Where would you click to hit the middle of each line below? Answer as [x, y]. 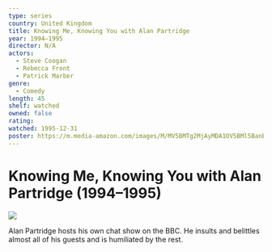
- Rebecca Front [43, 69]
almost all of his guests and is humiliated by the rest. [96, 239]
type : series [30, 16]
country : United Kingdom [50, 23]
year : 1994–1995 [36, 38]
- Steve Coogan [41, 61]
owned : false [30, 114]
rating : [21, 121]
